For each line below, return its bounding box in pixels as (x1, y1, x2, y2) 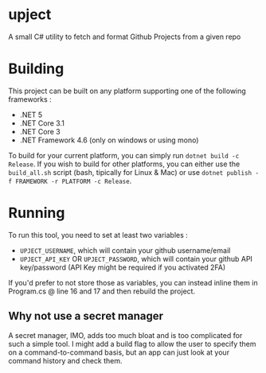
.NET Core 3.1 (19, 118, 65, 128)
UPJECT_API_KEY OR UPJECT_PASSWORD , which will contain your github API (19, 254, 253, 263)
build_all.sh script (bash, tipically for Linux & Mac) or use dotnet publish (8, 167, 252, 177)
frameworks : (8, 94, 52, 104)
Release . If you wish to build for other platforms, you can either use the (8, 159, 241, 169)
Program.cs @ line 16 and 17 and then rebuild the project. (8, 286, 196, 296)
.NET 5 (19, 110, 43, 119)
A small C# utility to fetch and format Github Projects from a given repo (8, 32, 241, 41)
